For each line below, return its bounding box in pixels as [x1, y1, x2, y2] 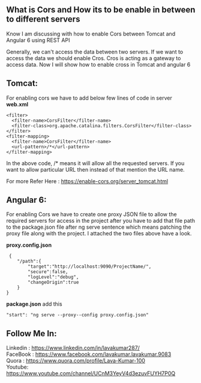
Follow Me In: [6, 328, 57, 339]
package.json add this [6, 300, 62, 308]
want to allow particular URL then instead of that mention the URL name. [6, 166, 185, 173]
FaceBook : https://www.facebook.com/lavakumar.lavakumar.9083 [6, 351, 172, 358]
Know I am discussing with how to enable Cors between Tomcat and [6, 30, 176, 37]
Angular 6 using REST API [6, 36, 70, 44]
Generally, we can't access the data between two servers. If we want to [6, 48, 184, 55]
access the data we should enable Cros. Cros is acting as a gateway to [6, 54, 181, 62]
